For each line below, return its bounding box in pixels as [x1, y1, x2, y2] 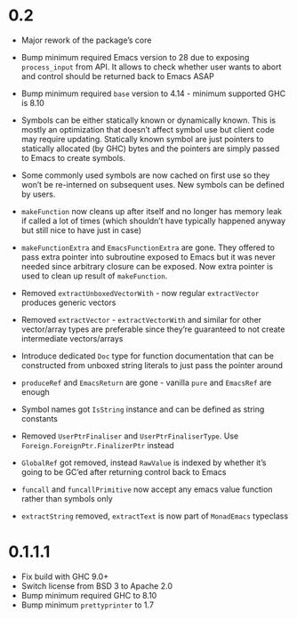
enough [20, 386, 50, 397]
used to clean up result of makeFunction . [20, 270, 168, 281]
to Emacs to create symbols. [20, 152, 126, 163]
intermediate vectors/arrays [20, 333, 124, 343]
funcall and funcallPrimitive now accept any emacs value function [20, 484, 273, 494]
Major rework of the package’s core [20, 35, 152, 45]
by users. [20, 189, 56, 199]
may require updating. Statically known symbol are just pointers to [20, 133, 264, 144]
